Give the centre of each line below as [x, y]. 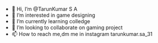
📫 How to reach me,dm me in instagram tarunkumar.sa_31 [82, 34]
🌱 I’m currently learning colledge [51, 21]
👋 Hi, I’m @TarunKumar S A [44, 9]
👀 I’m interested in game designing [53, 15]
